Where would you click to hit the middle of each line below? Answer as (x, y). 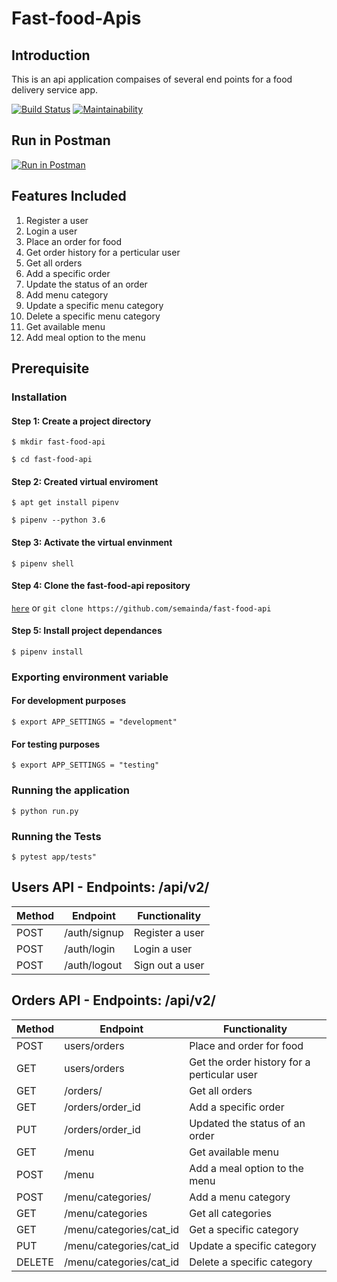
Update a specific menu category (94, 305)
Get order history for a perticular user (103, 252)
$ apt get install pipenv (65, 503)
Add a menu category (240, 1197)
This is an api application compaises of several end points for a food (152, 79)
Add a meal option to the (246, 1168)
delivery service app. (55, 90)
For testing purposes (56, 744)
